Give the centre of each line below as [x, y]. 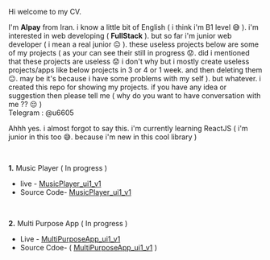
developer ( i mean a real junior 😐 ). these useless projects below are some [134, 44]
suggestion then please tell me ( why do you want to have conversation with [135, 95]
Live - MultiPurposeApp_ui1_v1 [70, 239]
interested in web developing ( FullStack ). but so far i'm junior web [120, 36]
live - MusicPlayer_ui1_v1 [60, 184]
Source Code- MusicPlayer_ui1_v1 [75, 192]
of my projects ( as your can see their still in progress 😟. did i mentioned [129, 53]
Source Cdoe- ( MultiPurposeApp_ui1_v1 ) [89, 248]
